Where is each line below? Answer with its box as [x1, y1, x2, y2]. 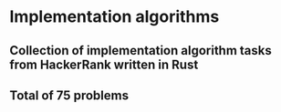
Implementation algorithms [9, 6, 220, 27]
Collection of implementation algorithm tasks [9, 43, 272, 58]
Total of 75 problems [9, 87, 130, 103]
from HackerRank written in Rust [9, 56, 199, 72]
